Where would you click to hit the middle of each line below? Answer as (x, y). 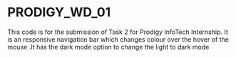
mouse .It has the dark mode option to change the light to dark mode (108, 47)
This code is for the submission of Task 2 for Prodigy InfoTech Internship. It (118, 32)
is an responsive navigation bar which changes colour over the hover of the (118, 39)
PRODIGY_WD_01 (59, 12)
